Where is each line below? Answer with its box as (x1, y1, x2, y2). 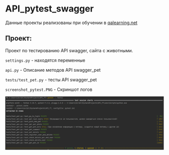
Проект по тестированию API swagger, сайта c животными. (5, 47, 133, 53)
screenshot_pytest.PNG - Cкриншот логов (5, 86, 93, 92)
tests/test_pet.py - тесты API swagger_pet (5, 76, 97, 83)
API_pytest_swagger (5, 3, 94, 15)
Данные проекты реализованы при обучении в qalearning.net (5, 20, 138, 26)
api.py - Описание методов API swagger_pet (5, 67, 101, 73)
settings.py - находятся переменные (5, 57, 86, 63)
